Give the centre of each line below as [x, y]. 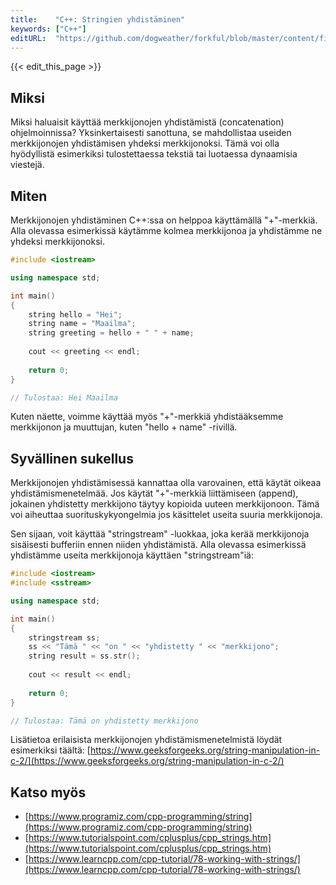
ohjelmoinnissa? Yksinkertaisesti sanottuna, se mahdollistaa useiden [151, 133]
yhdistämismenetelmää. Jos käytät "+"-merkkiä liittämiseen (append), [154, 493]
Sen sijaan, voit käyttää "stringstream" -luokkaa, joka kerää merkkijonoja [160, 534]
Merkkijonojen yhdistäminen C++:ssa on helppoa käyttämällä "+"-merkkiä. [164, 220]
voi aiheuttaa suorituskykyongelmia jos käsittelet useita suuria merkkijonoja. [166, 515]
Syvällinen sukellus [72, 458]
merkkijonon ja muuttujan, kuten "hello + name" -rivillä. [124, 427]
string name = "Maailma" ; [82, 324]
